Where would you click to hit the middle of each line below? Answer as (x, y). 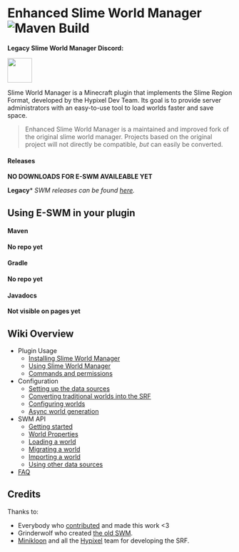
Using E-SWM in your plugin (71, 213)
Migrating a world (54, 449)
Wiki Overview (41, 333)
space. (17, 115)
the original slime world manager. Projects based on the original (118, 136)
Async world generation (63, 411)
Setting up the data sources (69, 388)
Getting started (51, 426)
